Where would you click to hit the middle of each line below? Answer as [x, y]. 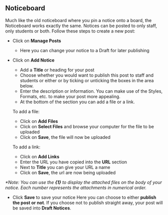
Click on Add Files [39, 121]
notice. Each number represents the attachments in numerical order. [76, 187]
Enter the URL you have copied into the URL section [73, 162]
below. [27, 86]
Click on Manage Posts [37, 41]
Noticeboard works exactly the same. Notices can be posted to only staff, [81, 26]
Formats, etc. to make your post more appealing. [70, 96]
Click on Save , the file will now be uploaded [65, 137]
